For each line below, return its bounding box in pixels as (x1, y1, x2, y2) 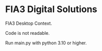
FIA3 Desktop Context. (5, 20, 52, 26)
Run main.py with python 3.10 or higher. (5, 39, 87, 46)
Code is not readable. (5, 30, 50, 36)
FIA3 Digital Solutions (5, 4, 97, 15)
